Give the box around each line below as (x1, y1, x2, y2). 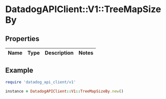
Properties (5, 34, 40, 43)
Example (5, 66, 34, 75)
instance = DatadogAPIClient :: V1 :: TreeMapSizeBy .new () (5, 88, 124, 94)
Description (45, 49, 74, 56)
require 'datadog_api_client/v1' (5, 79, 76, 84)
